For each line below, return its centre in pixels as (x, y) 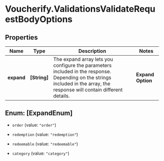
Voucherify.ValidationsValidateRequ (80, 9)
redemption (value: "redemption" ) (45, 134)
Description (92, 51)
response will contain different (88, 90)
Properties (21, 37)
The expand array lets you (83, 59)
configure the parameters (82, 65)
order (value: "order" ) (34, 125)
